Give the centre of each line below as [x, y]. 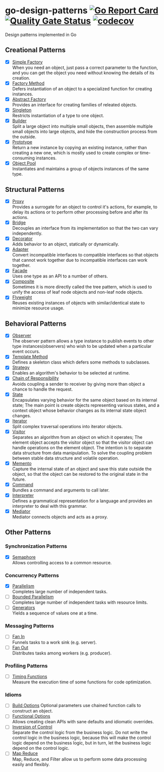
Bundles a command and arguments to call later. [61, 490]
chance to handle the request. [42, 389]
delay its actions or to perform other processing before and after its [80, 212]
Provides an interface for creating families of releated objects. [74, 105]
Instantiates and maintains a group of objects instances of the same [81, 169]
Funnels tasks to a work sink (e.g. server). [54, 642]
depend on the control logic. [41, 748]
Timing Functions [30, 676]
